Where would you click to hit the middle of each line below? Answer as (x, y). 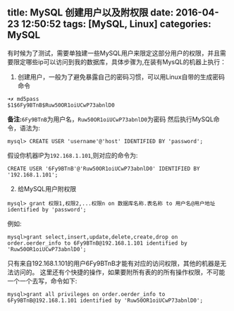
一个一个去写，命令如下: (42, 281)
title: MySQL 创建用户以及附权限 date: (91, 13)
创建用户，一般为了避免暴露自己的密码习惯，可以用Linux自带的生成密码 (121, 77)
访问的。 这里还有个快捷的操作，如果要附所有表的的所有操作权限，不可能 (119, 272)
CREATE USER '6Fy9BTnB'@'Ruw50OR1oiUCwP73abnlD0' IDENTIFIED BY (104, 169)
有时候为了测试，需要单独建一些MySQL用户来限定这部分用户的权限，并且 (114, 53)
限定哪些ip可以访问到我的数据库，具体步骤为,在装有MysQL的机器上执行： (120, 61)
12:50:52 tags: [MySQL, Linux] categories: (116, 24)
